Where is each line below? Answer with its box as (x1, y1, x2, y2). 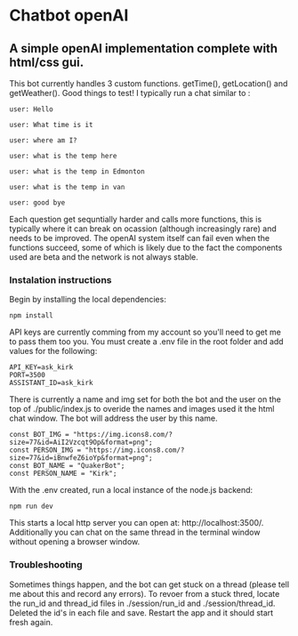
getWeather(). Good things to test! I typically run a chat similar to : (9, 88, 251, 98)
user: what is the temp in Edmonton (9, 167, 145, 176)
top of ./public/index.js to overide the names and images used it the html (9, 404, 275, 415)
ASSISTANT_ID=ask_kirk (9, 379, 93, 388)
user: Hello (9, 105, 53, 114)
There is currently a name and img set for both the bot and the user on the (9, 394, 282, 405)
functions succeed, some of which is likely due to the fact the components (9, 242, 283, 253)
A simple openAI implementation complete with (9, 41, 278, 56)
